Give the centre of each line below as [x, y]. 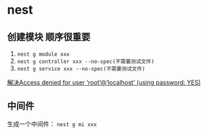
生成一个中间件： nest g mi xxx [52, 124]
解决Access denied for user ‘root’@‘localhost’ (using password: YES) [104, 82]
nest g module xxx [43, 54]
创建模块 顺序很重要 [49, 37]
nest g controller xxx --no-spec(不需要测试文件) [86, 62]
